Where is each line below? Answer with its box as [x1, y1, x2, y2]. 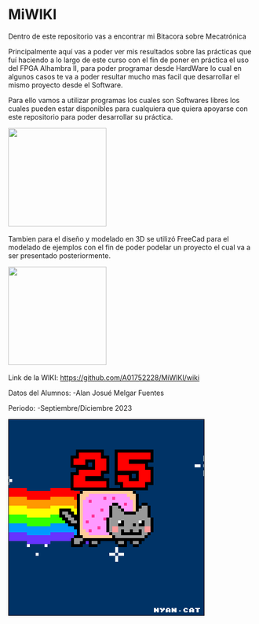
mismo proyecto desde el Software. [8, 80, 123, 90]
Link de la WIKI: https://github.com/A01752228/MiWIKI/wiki [8, 372, 200, 382]
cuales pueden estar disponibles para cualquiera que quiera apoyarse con [8, 104, 249, 113]
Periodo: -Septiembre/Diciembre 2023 [8, 403, 133, 412]
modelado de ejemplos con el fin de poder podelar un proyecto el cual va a [8, 242, 251, 252]
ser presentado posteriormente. [8, 250, 111, 260]
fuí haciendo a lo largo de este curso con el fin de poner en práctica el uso [8, 55, 250, 65]
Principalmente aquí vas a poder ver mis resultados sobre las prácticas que [8, 46, 252, 56]
